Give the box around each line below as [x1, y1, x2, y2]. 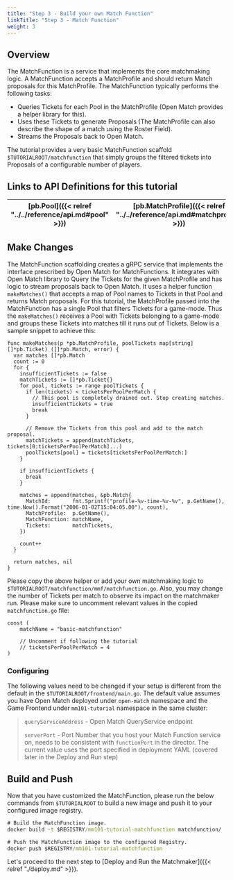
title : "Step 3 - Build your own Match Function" [7, 10, 154, 17]
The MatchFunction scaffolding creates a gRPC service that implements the [7, 260, 223, 268]
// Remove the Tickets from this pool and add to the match [25, 425, 203, 432]
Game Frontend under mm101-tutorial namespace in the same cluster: [7, 704, 208, 712]
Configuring [7, 666, 49, 675]
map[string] [159, 339, 194, 347]
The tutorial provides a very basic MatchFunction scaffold [7, 146, 172, 154]
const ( [7, 619, 30, 627]
